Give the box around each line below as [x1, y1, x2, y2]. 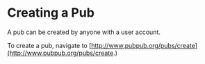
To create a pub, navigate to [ [7, 41, 92, 49]
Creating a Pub [7, 5, 95, 21]
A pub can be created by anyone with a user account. [7, 28, 161, 36]
